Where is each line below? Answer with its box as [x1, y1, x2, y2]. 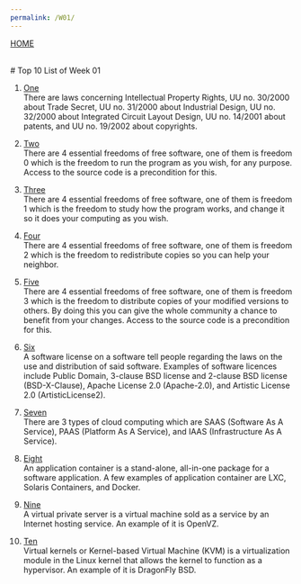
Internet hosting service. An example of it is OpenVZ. [22, 518, 219, 529]
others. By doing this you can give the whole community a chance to [22, 305, 278, 316]
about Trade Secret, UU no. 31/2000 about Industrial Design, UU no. [22, 101, 276, 112]
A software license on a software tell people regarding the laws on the [22, 351, 283, 362]
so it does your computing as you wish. [22, 212, 169, 223]
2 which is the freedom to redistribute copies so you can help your [22, 249, 270, 260]
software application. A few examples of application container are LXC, [22, 472, 287, 482]
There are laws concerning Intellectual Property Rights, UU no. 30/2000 [22, 92, 290, 103]
